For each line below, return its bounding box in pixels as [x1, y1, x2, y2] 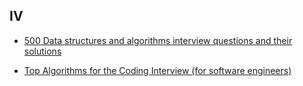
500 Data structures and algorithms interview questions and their [23, 34, 293, 46]
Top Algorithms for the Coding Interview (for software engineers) [23, 64, 292, 76]
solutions [23, 45, 62, 57]
